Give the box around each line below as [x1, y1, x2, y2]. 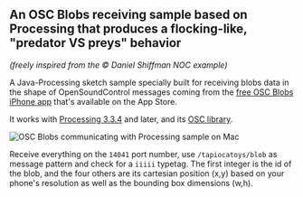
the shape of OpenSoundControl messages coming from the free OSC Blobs [9, 86, 294, 98]
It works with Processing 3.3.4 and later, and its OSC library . [9, 113, 233, 125]
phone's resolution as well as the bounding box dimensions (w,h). [9, 177, 253, 188]
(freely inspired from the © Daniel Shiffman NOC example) [9, 59, 228, 70]
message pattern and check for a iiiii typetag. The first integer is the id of [9, 158, 292, 169]
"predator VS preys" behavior [9, 35, 182, 51]
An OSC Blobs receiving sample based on [9, 7, 248, 23]
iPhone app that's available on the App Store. [9, 96, 178, 107]
